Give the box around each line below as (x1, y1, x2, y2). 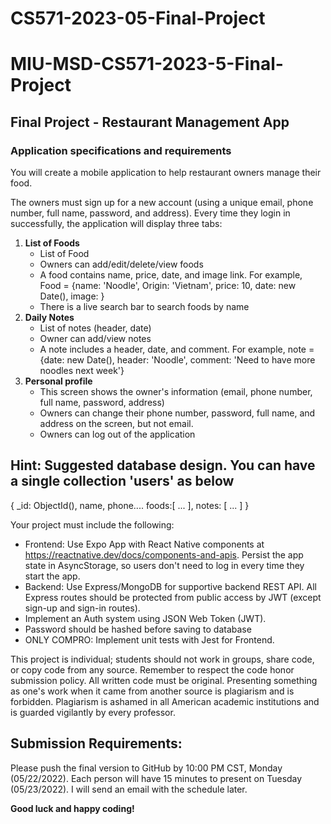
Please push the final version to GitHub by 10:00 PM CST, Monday (10, 762, 283, 774)
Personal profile (24, 375, 93, 387)
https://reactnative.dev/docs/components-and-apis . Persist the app (24, 548, 304, 561)
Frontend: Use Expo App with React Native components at (24, 538, 265, 550)
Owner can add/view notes (39, 333, 152, 345)
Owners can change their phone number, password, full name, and (39, 407, 316, 419)
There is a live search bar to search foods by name (39, 301, 250, 313)
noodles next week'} (39, 365, 125, 377)
